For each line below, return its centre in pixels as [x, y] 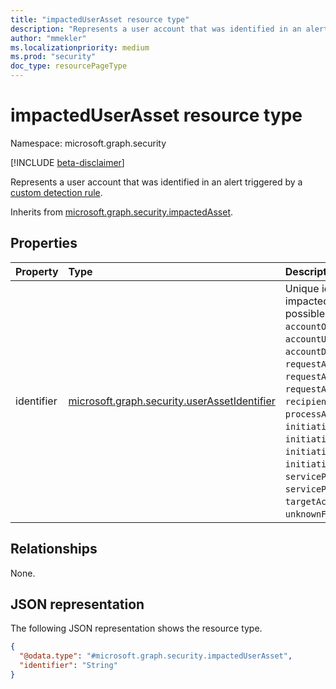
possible [304, 313]
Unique [302, 288]
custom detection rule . [56, 192]
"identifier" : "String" [68, 666]
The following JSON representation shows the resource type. [136, 628]
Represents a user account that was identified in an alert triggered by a [156, 182]
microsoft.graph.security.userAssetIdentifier [172, 401]
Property [37, 271]
